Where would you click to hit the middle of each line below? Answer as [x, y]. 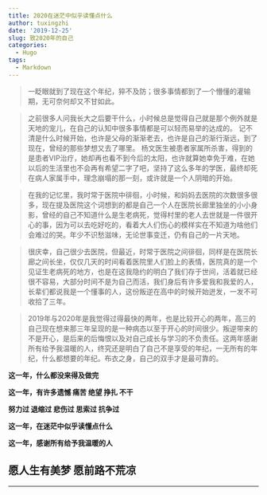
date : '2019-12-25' [41, 30]
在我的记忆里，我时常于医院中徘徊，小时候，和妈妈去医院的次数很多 [139, 194]
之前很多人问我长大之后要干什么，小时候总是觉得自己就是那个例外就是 [143, 118]
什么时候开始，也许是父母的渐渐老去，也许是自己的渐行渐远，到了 [150, 138]
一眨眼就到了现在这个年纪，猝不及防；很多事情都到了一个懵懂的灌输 [139, 91]
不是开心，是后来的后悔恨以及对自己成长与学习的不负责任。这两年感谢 [143, 338]
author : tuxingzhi [39, 23]
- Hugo [26, 53]
